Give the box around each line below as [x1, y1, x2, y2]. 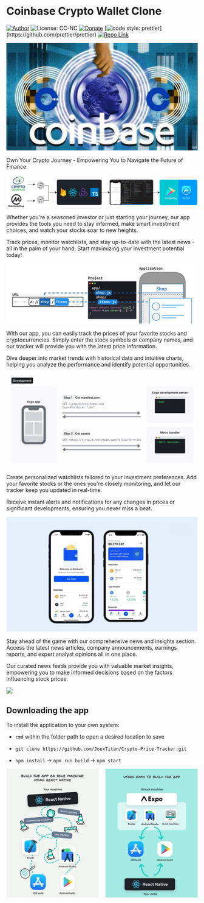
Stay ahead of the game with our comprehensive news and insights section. [6, 638, 196, 645]
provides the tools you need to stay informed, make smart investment [6, 220, 180, 227]
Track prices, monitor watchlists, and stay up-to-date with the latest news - [6, 238, 195, 245]
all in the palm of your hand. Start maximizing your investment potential [6, 245, 185, 252]
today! [6, 251, 22, 258]
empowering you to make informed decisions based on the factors [6, 669, 173, 676]
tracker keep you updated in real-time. [6, 486, 103, 494]
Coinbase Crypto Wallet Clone [6, 4, 162, 18]
